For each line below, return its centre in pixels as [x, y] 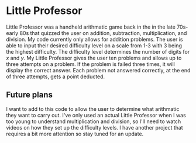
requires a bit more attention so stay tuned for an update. [75, 134]
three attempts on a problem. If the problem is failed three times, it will [91, 64]
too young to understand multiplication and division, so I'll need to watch [94, 121]
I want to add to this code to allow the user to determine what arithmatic [93, 109]
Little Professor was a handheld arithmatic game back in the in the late [91, 27]
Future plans [29, 95]
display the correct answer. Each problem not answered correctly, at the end [98, 70]
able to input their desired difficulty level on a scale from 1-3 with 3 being [94, 46]
